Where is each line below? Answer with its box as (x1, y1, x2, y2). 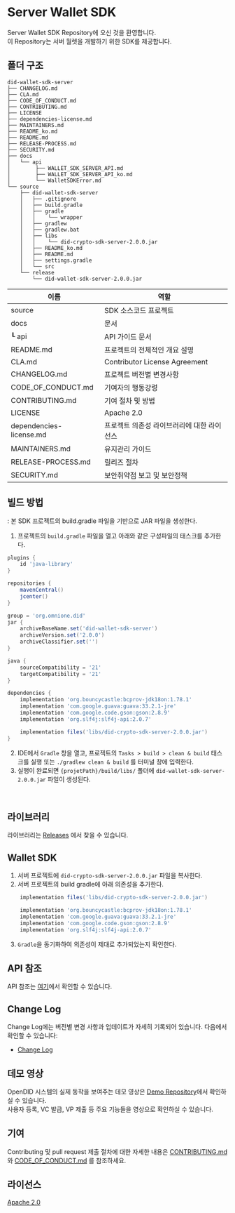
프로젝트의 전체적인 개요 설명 (104, 345, 194, 354)
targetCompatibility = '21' (20, 670, 101, 677)
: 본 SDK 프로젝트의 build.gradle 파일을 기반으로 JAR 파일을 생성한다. (7, 517, 198, 525)
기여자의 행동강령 (104, 383, 158, 392)
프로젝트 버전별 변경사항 (104, 369, 180, 379)
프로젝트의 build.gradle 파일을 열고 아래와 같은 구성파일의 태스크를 (17, 531, 203, 540)
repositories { (7, 580, 52, 587)
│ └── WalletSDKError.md (7, 177, 101, 184)
